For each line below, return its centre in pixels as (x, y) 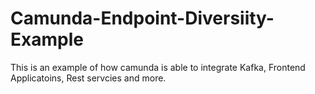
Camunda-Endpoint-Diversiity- (142, 18)
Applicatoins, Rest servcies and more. (88, 78)
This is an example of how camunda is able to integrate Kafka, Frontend (158, 67)
